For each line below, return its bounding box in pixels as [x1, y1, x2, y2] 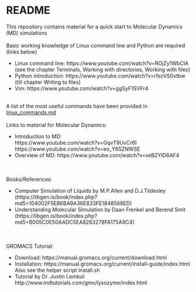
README [6, 4, 51, 17]
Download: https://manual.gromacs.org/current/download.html [14, 254, 167, 261]
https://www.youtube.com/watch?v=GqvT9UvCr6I [14, 139, 137, 146]
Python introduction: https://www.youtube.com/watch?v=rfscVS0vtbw [14, 72, 185, 79]
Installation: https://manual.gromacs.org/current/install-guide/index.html [14, 260, 190, 267]
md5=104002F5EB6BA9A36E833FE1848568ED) [14, 199, 132, 207]
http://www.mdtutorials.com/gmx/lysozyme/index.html [14, 279, 147, 286]
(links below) [6, 48, 37, 55]
